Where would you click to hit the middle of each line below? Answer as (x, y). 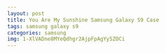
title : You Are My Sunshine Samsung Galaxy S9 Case (83, 20)
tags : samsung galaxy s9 (43, 26)
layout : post (26, 13)
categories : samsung (37, 33)
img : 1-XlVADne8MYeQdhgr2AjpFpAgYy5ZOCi (66, 39)
